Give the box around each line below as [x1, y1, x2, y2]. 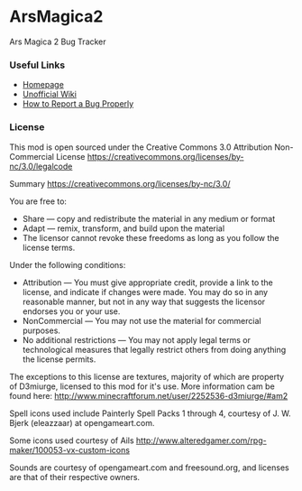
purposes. [22, 325, 61, 336]
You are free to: [9, 196, 68, 207]
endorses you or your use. [22, 305, 121, 317]
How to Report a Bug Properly [22, 98, 134, 109]
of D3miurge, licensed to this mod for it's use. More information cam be [9, 381, 275, 392]
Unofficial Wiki [22, 88, 77, 100]
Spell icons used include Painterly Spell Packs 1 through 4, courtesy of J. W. [9, 408, 291, 419]
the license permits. [22, 354, 96, 365]
